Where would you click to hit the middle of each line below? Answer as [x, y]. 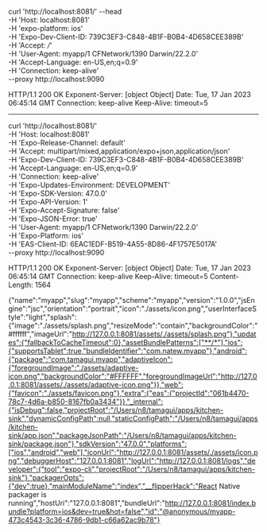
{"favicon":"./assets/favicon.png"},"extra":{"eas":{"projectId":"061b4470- [129, 393]
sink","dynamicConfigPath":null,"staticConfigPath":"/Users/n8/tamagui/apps [133, 418]
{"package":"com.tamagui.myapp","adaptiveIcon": [91, 359]
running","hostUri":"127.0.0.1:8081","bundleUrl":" [87, 503]
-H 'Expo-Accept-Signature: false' [64, 210]
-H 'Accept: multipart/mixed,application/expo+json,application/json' [119, 151]
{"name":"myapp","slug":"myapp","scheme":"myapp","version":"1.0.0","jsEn [132, 300]
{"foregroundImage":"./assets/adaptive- [74, 368]
